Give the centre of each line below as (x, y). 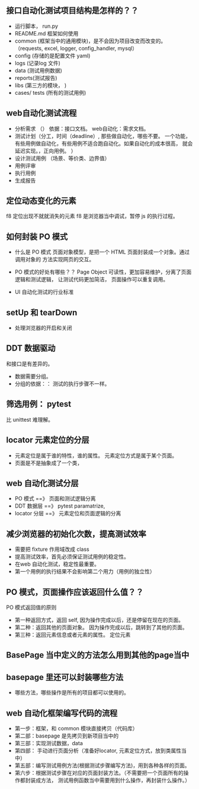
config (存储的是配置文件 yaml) (52, 56)
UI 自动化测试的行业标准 (44, 292)
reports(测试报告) (36, 78)
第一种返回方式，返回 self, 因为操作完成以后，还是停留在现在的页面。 (99, 620)
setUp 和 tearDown (42, 312)
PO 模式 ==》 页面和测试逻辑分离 (55, 499)
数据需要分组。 (33, 376)
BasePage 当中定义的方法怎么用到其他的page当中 (98, 655)
